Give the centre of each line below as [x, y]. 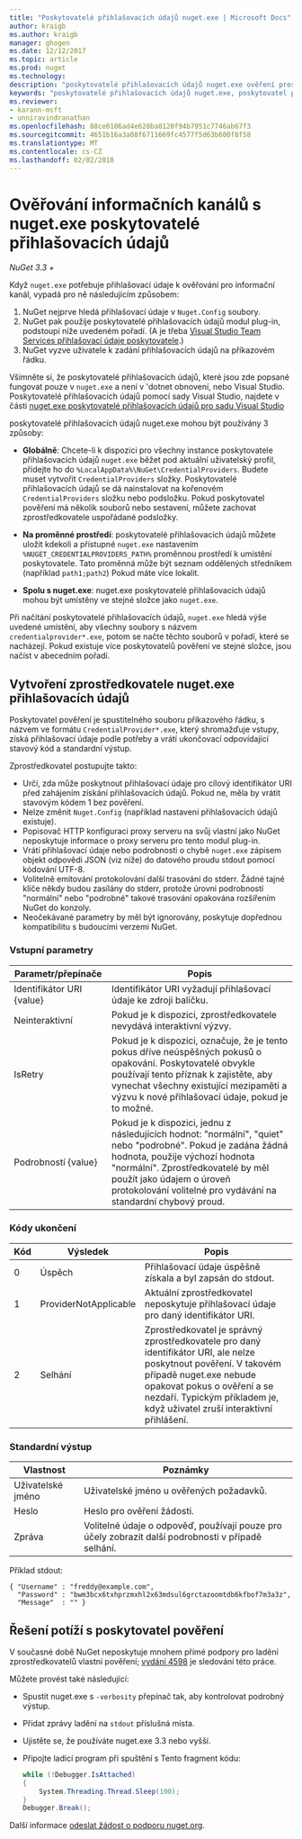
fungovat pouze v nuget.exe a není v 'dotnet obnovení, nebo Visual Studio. [147, 387]
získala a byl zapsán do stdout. [209, 1277]
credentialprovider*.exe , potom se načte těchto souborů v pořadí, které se [149, 636]
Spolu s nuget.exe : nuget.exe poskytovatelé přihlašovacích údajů [144, 590]
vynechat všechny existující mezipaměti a [199, 1086]
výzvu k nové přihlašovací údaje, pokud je [200, 1096]
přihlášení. [166, 1420]
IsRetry [29, 1074]
